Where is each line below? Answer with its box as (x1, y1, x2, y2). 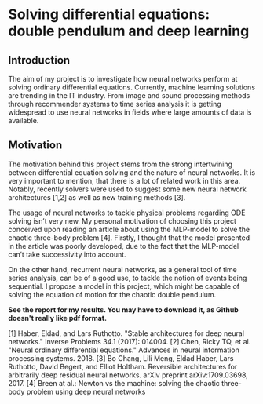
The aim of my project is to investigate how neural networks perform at (8, 75, 238, 83)
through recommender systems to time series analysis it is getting (8, 100, 221, 108)
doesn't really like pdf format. (8, 313, 108, 322)
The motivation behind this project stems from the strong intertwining (8, 159, 233, 169)
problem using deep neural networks (26, 387, 146, 396)
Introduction (8, 53, 71, 67)
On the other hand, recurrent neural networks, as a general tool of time (8, 264, 238, 274)
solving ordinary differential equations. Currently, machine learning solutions (8, 82, 256, 92)
